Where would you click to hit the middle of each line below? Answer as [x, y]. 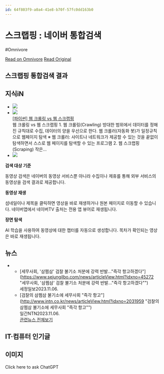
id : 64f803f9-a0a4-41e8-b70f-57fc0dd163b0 [49, 10]
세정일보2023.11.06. [39, 289]
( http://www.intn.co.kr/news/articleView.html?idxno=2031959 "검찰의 [89, 301]
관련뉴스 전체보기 [36, 319]
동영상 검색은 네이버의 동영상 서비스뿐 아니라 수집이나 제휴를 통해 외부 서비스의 [81, 176]
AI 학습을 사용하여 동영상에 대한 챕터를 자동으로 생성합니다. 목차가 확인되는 [77, 230]
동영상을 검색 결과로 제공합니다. [35, 182]
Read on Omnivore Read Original [38, 59]
